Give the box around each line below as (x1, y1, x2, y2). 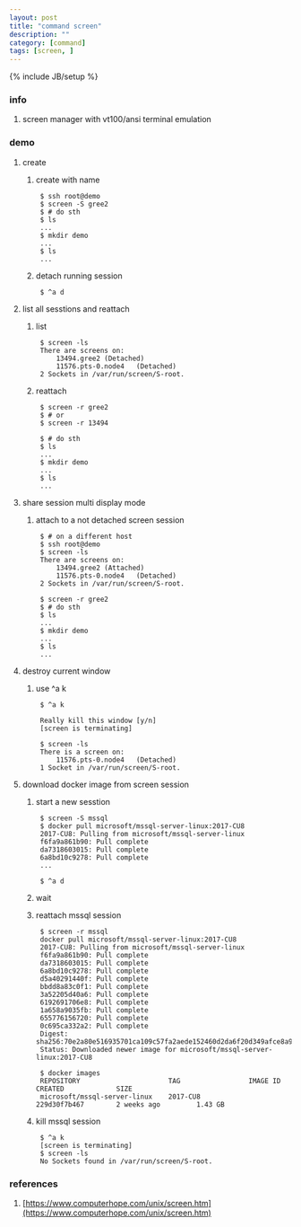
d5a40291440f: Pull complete (39, 974, 150, 984)
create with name (35, 174, 100, 185)
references (9, 1178, 58, 1190)
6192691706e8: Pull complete (39, 998, 150, 1007)
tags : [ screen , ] (9, 47, 74, 56)
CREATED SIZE (35, 1084, 133, 1093)
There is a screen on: (39, 747, 125, 756)
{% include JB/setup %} (9, 71, 99, 82)
